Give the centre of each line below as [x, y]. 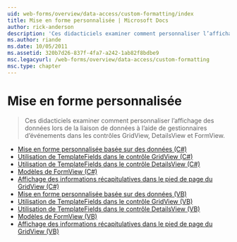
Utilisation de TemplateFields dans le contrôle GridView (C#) [105, 156]
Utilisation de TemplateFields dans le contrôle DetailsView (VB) [109, 209]
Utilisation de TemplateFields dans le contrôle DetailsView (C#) [109, 164]
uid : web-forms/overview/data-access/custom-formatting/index [101, 14]
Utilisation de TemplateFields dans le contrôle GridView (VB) [105, 201]
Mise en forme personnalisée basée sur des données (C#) [102, 149]
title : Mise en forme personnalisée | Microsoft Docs [88, 20]
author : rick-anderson [41, 27]
